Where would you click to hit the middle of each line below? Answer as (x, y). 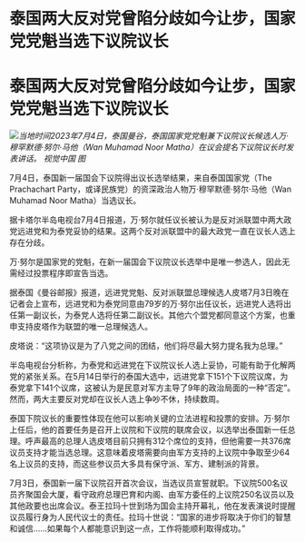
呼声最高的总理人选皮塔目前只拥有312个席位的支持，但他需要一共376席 (158, 441)
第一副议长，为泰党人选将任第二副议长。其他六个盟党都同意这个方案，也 (152, 315)
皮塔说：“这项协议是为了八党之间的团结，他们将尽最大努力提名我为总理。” (146, 346)
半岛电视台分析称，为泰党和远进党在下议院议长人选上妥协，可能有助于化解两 (152, 365)
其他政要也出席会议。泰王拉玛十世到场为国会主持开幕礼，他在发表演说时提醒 (152, 506)
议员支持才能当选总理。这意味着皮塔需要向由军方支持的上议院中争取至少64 (150, 453)
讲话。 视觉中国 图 (51, 159)
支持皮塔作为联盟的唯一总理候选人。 (84, 327)
